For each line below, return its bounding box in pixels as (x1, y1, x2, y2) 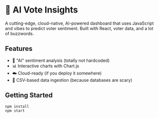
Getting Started (5, 91, 53, 100)
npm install (5, 104, 29, 109)
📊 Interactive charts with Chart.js (12, 63, 79, 69)
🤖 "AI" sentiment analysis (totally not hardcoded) (12, 58, 110, 63)
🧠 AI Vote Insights (5, 4, 78, 15)
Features (5, 44, 33, 53)
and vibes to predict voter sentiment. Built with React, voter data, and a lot (5, 25, 154, 31)
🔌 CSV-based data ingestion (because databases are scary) (12, 77, 133, 83)
